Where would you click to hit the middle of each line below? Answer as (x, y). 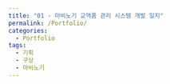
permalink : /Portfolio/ (48, 23)
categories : (28, 30)
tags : (17, 46)
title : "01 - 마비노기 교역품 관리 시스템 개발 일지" (86, 16)
